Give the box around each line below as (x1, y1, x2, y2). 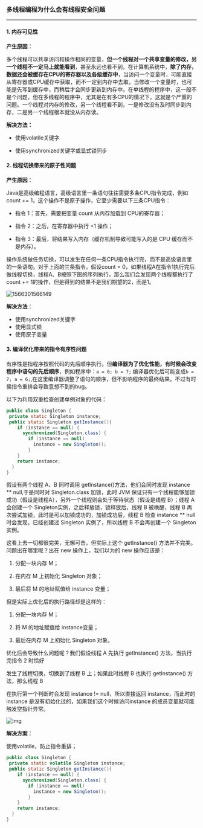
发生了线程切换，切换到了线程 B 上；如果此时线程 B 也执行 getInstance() (6, 670, 186, 677)
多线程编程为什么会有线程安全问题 (6, 5, 106, 13)
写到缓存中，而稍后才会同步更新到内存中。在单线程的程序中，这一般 (22, 86, 192, 93)
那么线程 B (16, 678, 43, 685)
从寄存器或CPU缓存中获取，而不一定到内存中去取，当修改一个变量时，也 (6, 78, 187, 85)
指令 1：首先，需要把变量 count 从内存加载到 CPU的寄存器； (14, 210, 166, 217)
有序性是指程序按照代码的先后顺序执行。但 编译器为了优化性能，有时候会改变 (6, 360, 197, 367)
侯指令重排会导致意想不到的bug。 (6, 382, 91, 390)
